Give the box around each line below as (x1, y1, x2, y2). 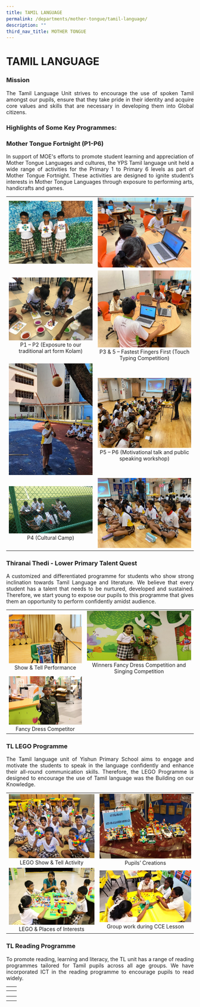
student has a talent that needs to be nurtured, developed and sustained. (6, 585, 194, 592)
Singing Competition (114, 667, 164, 675)
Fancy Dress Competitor (15, 725, 76, 733)
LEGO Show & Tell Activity (20, 859, 84, 866)
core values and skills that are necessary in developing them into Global (6, 102, 194, 110)
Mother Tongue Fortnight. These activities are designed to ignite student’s (6, 171, 194, 179)
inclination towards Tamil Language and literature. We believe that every (6, 579, 194, 586)
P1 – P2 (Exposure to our (20, 341, 82, 348)
